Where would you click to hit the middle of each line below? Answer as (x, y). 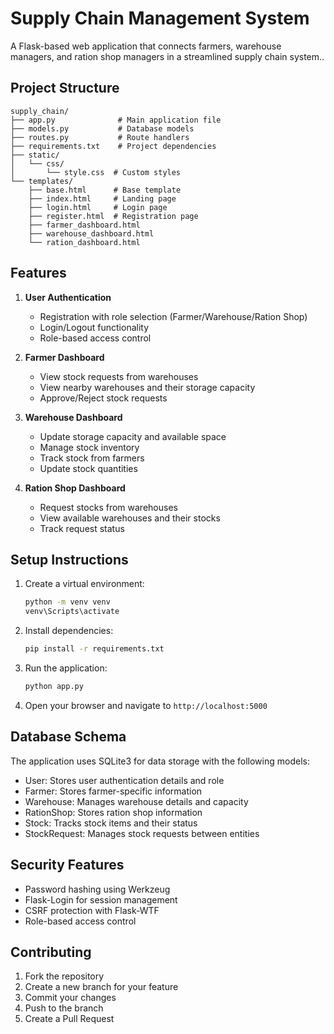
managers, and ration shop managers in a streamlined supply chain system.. (167, 56)
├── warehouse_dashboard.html (91, 233)
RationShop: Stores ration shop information (113, 812)
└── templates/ (42, 181)
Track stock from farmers (92, 458)
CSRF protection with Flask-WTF (92, 910)
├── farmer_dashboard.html (84, 225)
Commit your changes (70, 998)
